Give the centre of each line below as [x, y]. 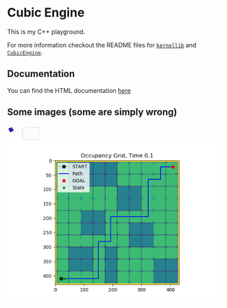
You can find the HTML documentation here [69, 90]
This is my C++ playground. [46, 32]
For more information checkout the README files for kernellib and [102, 45]
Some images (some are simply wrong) [92, 112]
